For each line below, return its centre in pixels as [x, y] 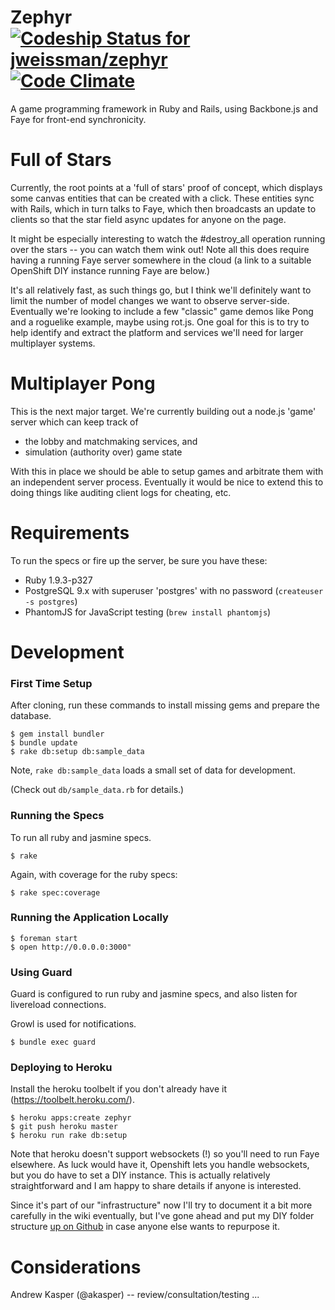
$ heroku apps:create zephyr [71, 1118]
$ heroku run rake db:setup [69, 1136]
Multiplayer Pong [83, 383]
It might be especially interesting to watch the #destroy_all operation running [168, 238]
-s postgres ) [51, 601]
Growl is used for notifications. [73, 1024]
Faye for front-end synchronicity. [78, 119]
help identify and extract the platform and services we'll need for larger [157, 332]
